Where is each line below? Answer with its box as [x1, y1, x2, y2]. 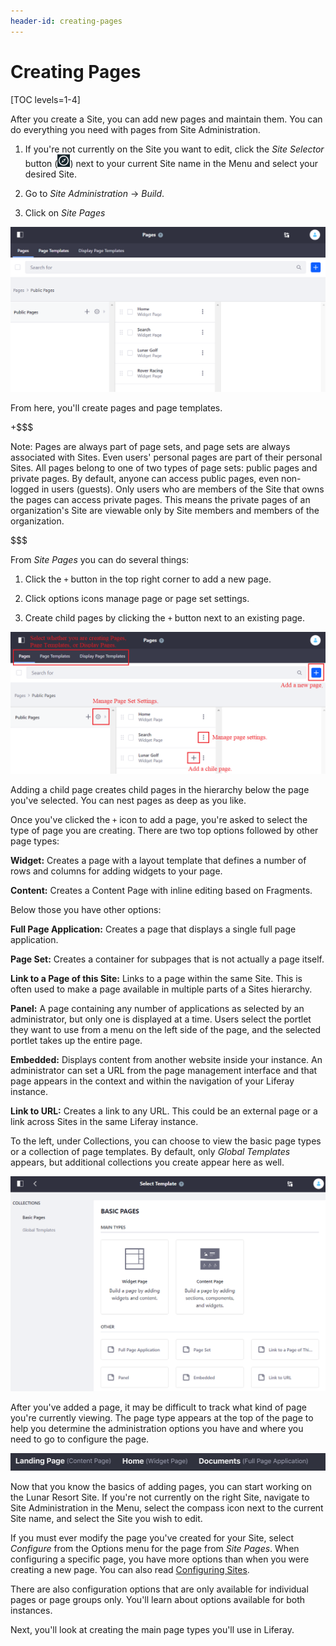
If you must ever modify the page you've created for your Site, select [10, 1531, 295, 1544]
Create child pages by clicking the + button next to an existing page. [24, 611, 306, 624]
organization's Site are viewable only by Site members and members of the [10, 504, 320, 516]
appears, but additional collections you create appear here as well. [10, 1156, 285, 1169]
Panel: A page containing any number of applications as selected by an [10, 1003, 305, 1015]
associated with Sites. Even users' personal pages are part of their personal [10, 451, 323, 463]
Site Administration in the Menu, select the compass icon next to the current [10, 1501, 324, 1514]
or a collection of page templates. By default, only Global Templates [10, 1146, 291, 1158]
